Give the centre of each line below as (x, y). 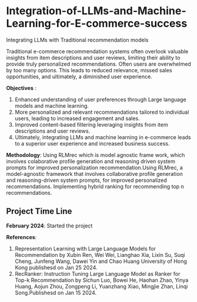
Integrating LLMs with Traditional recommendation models (77, 40)
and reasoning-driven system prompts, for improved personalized (87, 180)
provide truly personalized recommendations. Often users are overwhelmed (99, 64)
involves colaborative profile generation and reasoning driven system (91, 161)
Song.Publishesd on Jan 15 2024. (55, 293)
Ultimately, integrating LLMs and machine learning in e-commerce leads (103, 137)
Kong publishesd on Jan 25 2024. (56, 267)
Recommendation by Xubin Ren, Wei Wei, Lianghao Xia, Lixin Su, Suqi (100, 255)
